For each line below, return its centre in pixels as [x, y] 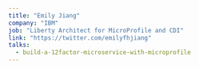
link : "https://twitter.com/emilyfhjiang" [80, 38]
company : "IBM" [34, 23]
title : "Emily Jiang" [44, 15]
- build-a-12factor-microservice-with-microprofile [103, 52]
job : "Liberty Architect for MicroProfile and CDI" [96, 30]
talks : [19, 45]
